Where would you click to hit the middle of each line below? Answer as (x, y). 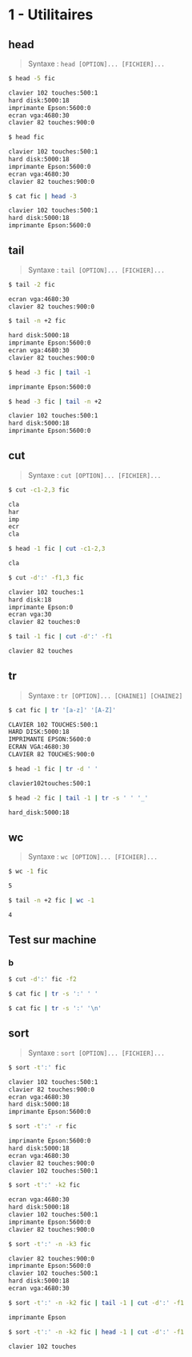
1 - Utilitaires (51, 15)
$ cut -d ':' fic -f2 (43, 980)
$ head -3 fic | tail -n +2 (55, 401)
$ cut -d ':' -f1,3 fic (46, 577)
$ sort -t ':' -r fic (43, 1127)
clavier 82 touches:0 (44, 622)
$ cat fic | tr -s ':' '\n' (55, 1009)
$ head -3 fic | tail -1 (50, 372)
